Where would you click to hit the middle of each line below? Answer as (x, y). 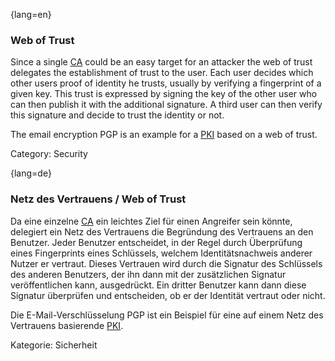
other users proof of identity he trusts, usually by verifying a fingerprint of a (166, 83)
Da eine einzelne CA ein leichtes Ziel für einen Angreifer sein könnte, (151, 221)
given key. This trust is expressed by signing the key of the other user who (164, 94)
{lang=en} (31, 14)
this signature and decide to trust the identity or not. (117, 115)
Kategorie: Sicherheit (54, 345)
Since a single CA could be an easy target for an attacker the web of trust (161, 62)
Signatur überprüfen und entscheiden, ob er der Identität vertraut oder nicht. (168, 295)
